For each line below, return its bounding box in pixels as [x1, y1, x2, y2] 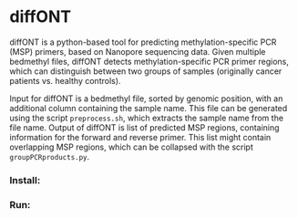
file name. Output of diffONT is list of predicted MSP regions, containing [9, 121, 280, 133]
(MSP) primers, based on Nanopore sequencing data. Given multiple [9, 46, 266, 57]
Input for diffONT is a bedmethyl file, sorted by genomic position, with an [9, 93, 283, 104]
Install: [9, 173, 41, 186]
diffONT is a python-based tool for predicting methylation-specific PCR [9, 36, 277, 47]
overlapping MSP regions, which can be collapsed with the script [9, 141, 253, 152]
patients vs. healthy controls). [9, 75, 121, 86]
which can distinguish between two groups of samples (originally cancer [9, 66, 283, 77]
